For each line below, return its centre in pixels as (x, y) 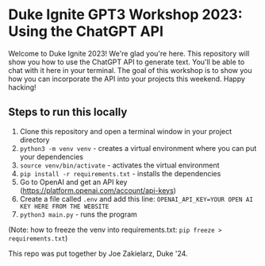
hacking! (23, 87)
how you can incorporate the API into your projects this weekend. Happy (127, 79)
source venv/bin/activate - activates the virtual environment (119, 165)
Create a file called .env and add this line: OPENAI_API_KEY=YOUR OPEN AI (136, 199)
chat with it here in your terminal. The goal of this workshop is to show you (130, 70)
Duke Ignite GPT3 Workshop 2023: (126, 15)
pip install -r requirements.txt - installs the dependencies (120, 173)
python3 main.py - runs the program (78, 214)
